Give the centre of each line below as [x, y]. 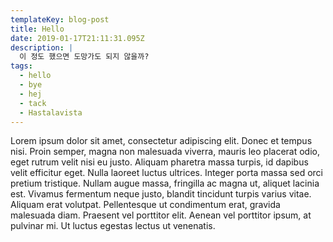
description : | [42, 47]
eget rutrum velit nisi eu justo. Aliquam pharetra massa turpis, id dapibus [159, 162]
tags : [21, 66]
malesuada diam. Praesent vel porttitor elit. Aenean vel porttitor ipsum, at [161, 215]
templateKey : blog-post [60, 19]
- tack [33, 103]
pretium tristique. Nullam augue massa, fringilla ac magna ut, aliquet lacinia [165, 183]
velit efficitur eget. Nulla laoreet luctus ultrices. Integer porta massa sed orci [166, 173]
